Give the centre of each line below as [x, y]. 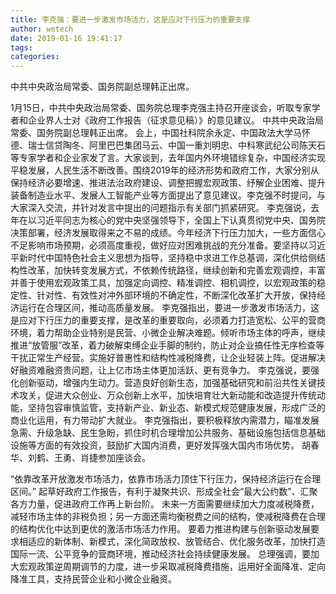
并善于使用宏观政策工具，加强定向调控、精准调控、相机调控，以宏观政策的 [163, 283]
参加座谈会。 [124, 458]
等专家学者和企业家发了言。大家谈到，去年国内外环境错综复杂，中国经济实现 [168, 158]
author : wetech [42, 29]
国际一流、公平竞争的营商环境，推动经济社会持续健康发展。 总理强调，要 [160, 554]
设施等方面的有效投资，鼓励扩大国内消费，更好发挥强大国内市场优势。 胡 [160, 445]
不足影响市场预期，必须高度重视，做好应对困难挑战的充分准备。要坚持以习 [163, 245]
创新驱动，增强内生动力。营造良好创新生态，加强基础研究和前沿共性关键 [167, 383]
